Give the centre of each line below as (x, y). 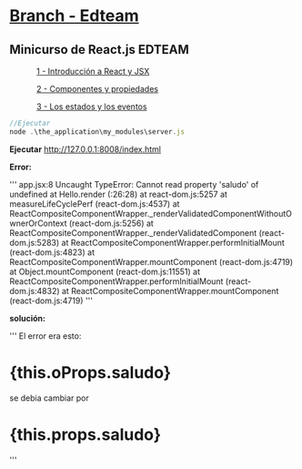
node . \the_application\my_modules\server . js (97, 132)
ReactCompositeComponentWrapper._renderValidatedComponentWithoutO (151, 213)
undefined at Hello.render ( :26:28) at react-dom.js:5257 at (118, 194)
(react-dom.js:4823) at (52, 252)
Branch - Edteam (74, 16)
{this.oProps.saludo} (90, 372)
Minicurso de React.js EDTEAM (99, 50)
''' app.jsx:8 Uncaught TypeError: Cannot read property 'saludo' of (134, 184)
